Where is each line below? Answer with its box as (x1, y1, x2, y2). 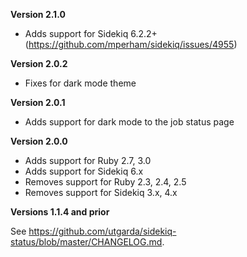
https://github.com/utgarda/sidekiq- (28, 225, 177, 237)
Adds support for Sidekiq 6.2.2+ (24, 28, 158, 39)
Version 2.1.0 (10, 9, 66, 20)
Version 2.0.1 (10, 97, 66, 108)
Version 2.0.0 (10, 135, 68, 147)
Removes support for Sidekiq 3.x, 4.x (24, 187, 178, 198)
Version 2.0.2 (10, 58, 68, 69)
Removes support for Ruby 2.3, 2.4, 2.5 (24, 176, 187, 188)
